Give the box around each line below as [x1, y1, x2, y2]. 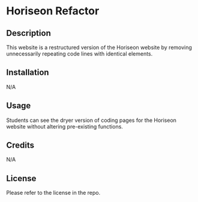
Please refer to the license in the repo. [6, 189, 101, 197]
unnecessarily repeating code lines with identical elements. [6, 50, 153, 57]
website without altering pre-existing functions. [6, 123, 123, 130]
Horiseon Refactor [6, 4, 100, 18]
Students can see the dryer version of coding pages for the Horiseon [6, 117, 177, 124]
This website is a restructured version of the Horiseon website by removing [6, 44, 192, 51]
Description [6, 28, 51, 38]
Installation [6, 68, 49, 78]
